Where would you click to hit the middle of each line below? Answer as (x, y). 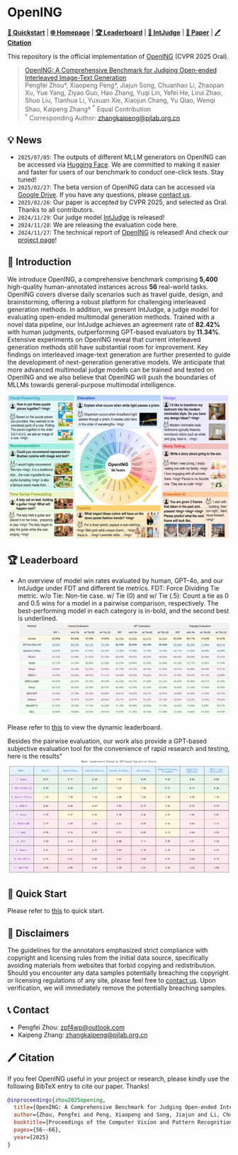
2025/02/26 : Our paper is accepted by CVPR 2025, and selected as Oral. (123, 202)
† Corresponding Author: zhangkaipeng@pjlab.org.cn (102, 117)
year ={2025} (32, 1137)
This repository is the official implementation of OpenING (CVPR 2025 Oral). (118, 56)
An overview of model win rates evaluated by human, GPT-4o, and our (120, 581)
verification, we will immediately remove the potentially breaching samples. (117, 988)
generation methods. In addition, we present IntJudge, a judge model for (113, 309)
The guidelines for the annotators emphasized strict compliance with (108, 950)
